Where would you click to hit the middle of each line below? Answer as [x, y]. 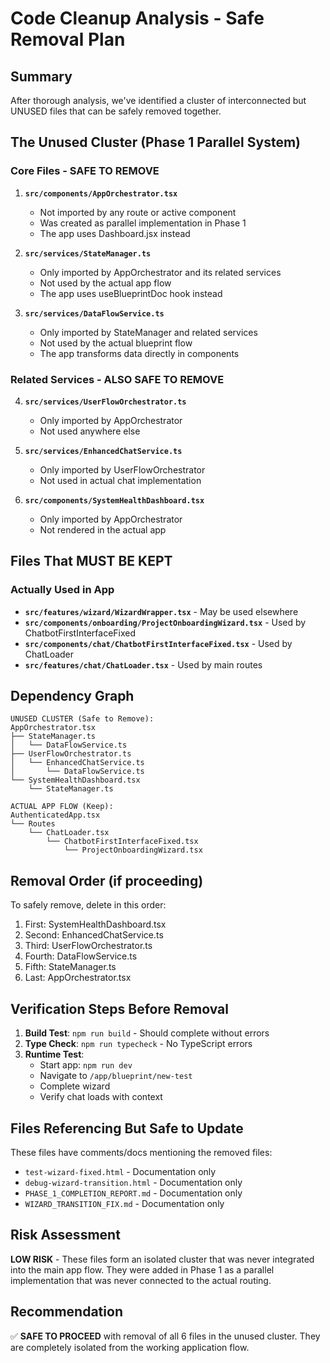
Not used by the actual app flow [105, 283]
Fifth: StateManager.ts [70, 967]
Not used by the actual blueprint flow [116, 343]
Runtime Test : [54, 1054]
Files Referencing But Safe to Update [127, 1128]
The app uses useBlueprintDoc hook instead [131, 293]
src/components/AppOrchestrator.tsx [101, 193]
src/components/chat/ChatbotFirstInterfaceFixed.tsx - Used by [158, 643]
